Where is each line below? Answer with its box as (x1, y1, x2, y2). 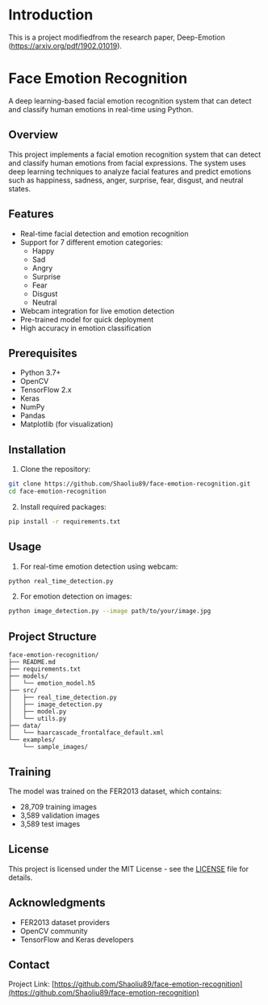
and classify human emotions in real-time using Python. (8, 104, 194, 114)
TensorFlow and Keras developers (19, 935, 135, 944)
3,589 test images (19, 818, 81, 829)
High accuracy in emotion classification (19, 323, 152, 333)
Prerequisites (8, 346, 77, 360)
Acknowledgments (8, 896, 107, 910)
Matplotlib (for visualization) (19, 419, 114, 429)
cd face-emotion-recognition (8, 487, 107, 495)
